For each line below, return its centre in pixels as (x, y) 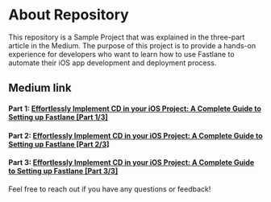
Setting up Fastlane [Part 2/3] (59, 144)
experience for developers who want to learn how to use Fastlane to (122, 54)
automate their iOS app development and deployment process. (113, 63)
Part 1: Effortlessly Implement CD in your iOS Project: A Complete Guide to (135, 108)
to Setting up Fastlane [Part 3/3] (63, 171)
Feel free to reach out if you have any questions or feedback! (110, 189)
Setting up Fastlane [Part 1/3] (58, 117)
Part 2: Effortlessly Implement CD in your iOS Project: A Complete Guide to (136, 135)
